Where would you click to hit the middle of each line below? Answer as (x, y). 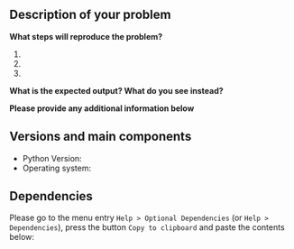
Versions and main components (101, 137)
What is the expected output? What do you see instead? (116, 90)
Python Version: (52, 158)
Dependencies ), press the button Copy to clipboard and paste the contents (147, 227)
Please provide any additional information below (102, 108)
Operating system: (57, 168)
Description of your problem (90, 15)
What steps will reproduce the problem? (86, 36)
